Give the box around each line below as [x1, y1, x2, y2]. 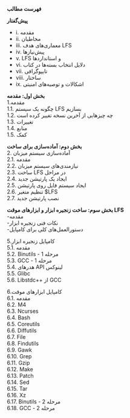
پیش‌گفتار [7, 17, 28, 24]
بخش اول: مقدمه [7, 92, 45, 99]
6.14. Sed [7, 378, 30, 386]
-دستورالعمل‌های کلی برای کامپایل [7, 226, 83, 233]
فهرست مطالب [7, 5, 42, 12]
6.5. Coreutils [7, 321, 40, 327]
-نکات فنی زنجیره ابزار [7, 219, 59, 226]
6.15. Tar [7, 385, 28, 392]
